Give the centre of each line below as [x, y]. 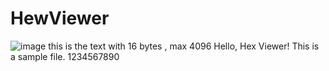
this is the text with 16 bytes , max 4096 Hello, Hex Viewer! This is [184, 46]
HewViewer [60, 18]
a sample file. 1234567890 [65, 56]
